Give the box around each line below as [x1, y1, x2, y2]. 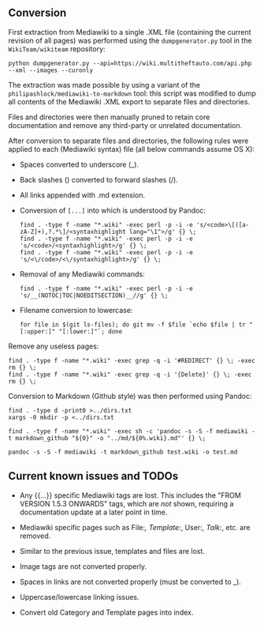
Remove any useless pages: [8, 341, 99, 351]
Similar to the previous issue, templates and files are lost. [19, 546, 205, 555]
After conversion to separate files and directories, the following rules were [8, 136, 249, 145]
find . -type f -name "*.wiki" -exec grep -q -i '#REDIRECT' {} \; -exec [8, 356, 256, 364]
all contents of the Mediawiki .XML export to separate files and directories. [8, 96, 251, 106]
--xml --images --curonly [8, 66, 93, 74]
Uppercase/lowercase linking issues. [19, 592, 139, 601]
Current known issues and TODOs [8, 469, 179, 483]
